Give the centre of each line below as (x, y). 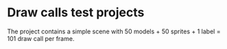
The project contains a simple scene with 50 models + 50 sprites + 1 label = (114, 31)
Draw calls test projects (76, 13)
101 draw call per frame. (41, 38)
